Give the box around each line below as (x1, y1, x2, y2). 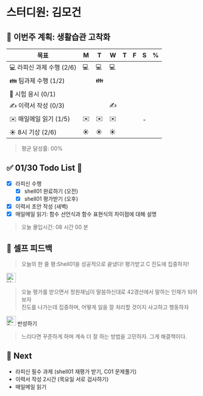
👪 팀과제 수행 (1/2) (9, 77, 65, 85)
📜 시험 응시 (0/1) (9, 90, 56, 98)
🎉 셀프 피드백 (6, 243, 53, 253)
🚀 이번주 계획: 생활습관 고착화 (6, 32, 111, 42)
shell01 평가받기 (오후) (24, 195, 79, 202)
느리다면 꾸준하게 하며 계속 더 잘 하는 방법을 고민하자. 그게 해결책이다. (21, 333, 187, 340)
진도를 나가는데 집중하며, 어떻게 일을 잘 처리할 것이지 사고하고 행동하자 (21, 303, 189, 311)
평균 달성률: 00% (21, 145, 63, 152)
